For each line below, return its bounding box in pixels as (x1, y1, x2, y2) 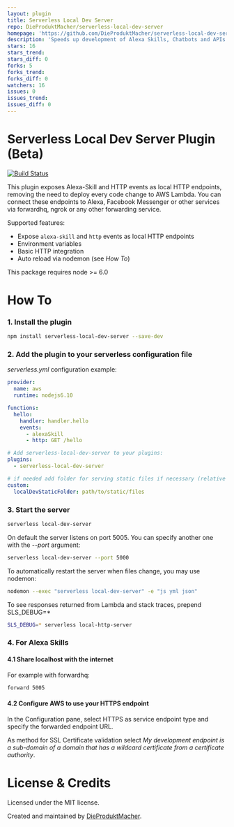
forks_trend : (7, 68, 45, 75)
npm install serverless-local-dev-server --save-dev (7, 333, 164, 340)
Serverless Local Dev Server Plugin (7, 131, 216, 147)
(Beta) (7, 146, 44, 162)
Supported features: (7, 218, 65, 227)
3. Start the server (7, 504, 70, 514)
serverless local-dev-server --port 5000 (7, 554, 130, 561)
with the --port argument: (7, 541, 81, 549)
